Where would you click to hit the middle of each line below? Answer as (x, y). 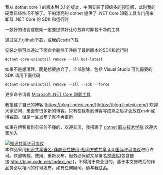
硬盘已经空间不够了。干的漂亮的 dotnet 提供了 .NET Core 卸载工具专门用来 (80, 13)
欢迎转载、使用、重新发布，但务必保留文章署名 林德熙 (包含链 (74, 155)
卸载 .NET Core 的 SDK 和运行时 (37, 19)
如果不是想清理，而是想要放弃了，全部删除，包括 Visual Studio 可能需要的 (79, 69)
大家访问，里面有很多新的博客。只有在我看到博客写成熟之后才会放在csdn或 (80, 111)
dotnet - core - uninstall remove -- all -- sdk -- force (57, 84)
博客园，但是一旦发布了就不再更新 (39, 117)
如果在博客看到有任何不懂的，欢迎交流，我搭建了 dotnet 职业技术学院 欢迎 (79, 127)
